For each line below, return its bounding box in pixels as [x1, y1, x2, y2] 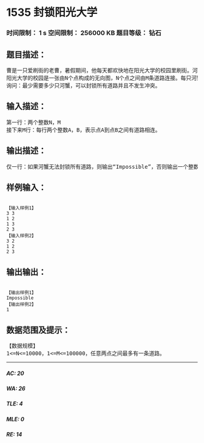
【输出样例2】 [6, 302, 36, 308]
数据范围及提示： [6, 325, 70, 335]
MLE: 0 [6, 415, 24, 422]
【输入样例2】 [6, 233, 36, 239]
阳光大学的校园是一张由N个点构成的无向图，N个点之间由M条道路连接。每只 [6, 74, 192, 81]
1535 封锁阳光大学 [6, 5, 98, 19]
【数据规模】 [6, 342, 38, 349]
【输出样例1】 [6, 289, 36, 296]
